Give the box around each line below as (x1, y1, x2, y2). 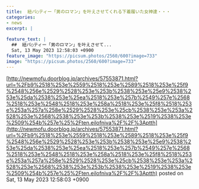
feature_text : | (6, 36, 46, 42)
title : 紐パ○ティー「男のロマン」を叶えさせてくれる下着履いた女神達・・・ (6, 8, 171, 15)
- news (6, 20, 23, 26)
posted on (159, 169, 184, 177)
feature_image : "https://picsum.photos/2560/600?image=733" (6, 53, 158, 59)
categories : (6, 14, 36, 20)
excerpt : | (6, 25, 33, 31)
